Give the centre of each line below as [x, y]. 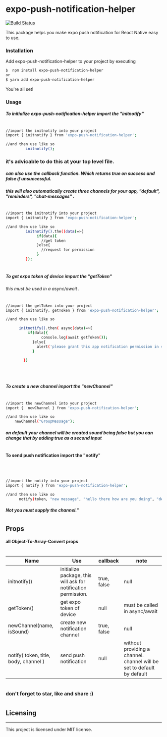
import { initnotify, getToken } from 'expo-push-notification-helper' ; [82, 310]
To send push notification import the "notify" [53, 455]
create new [73, 623]
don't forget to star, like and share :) [50, 694]
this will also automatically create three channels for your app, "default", [83, 191]
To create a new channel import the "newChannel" [59, 386]
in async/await [140, 612]
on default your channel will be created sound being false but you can [79, 433]
